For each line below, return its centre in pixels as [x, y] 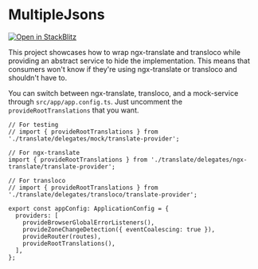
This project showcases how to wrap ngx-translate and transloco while [125, 52]
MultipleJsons [57, 15]
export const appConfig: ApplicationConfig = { [89, 208]
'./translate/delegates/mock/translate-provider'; [94, 138]
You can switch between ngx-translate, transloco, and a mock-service [123, 93]
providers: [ [37, 216]
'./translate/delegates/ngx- [199, 160]
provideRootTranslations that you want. [74, 110]
